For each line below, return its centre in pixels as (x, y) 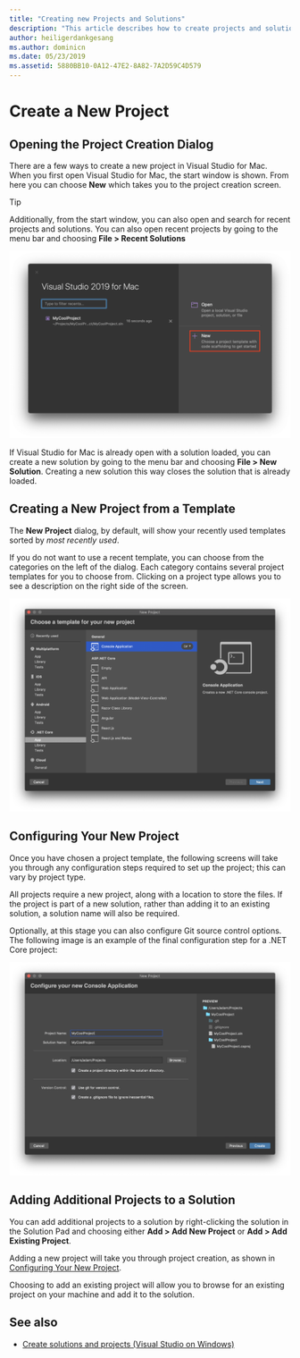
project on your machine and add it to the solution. (102, 1294)
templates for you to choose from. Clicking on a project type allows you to (145, 576)
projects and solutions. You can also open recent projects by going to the (144, 229)
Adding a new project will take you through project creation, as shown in (142, 1258)
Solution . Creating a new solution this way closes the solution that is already (150, 471)
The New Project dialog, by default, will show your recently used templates (147, 530)
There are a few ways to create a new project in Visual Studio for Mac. (138, 166)
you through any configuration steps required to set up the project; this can (147, 867)
